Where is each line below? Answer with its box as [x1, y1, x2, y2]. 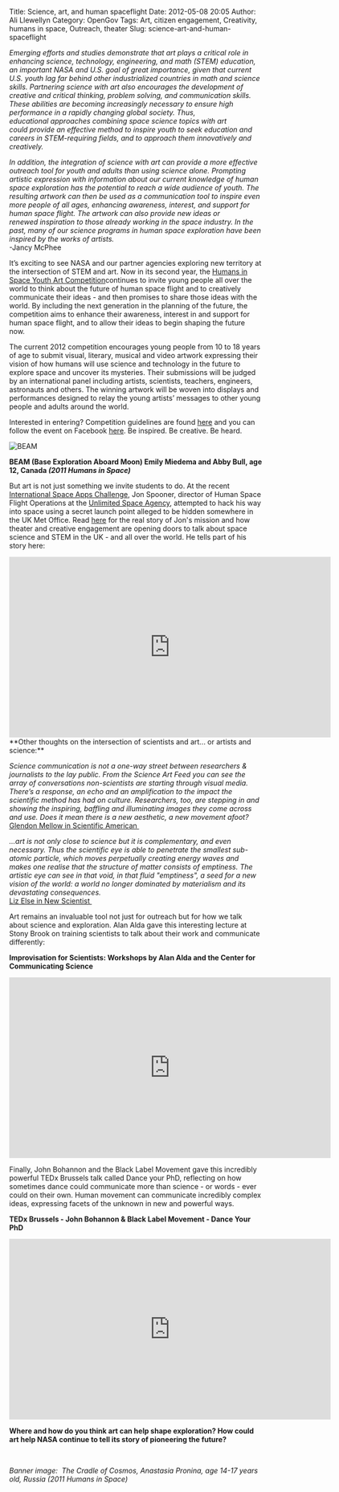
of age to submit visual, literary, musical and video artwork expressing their [9, 351, 258, 360]
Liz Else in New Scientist [9, 896, 91, 906]
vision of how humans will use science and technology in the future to [9, 359, 241, 369]
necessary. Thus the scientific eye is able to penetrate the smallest [9, 845, 231, 854]
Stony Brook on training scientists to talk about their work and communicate [9, 929, 260, 938]
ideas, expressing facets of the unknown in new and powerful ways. [9, 1199, 235, 1208]
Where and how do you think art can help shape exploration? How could [9, 1426, 255, 1436]
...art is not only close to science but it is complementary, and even [9, 837, 231, 846]
